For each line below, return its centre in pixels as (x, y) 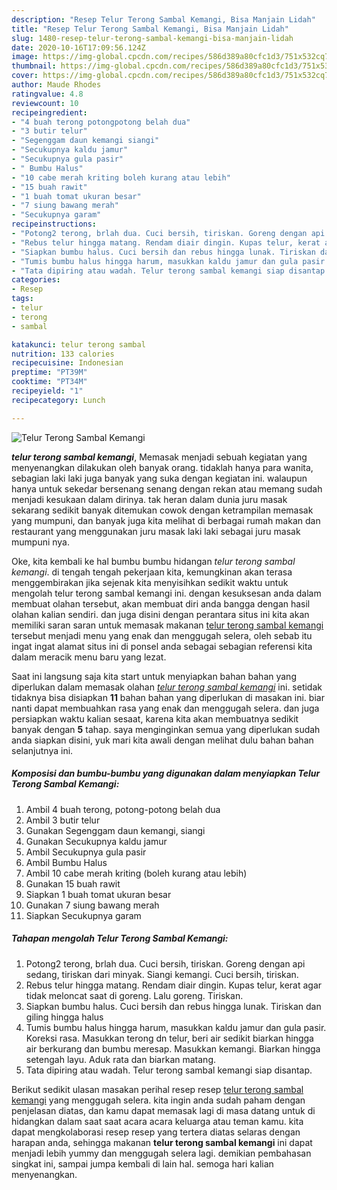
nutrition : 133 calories (63, 354)
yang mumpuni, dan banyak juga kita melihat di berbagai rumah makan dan (166, 520)
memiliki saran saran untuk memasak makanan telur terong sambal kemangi (167, 625)
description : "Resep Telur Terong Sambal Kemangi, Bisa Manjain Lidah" (163, 19)
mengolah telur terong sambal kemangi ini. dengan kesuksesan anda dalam (166, 593)
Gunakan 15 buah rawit (73, 883)
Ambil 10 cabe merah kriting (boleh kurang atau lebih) (136, 873)
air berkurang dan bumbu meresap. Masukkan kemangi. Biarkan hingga (173, 1048)
